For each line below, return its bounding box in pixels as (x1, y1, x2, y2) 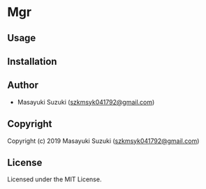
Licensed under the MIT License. (7, 175, 102, 183)
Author (7, 80, 38, 91)
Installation (7, 55, 57, 67)
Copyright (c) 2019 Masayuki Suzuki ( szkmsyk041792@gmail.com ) (7, 137, 200, 145)
